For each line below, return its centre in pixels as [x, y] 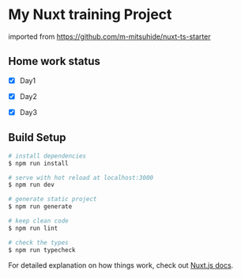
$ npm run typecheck [42, 250]
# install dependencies [47, 156]
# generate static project [53, 200]
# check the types [38, 242]
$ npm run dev [32, 185]
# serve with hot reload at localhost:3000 [81, 177]
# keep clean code [38, 221]
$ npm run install [38, 163]
